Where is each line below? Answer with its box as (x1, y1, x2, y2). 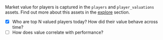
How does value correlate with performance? (12, 29, 104, 36)
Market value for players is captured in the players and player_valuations (5, 4, 154, 10)
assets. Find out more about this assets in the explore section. (5, 9, 130, 15)
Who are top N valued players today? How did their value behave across (12, 19, 158, 24)
